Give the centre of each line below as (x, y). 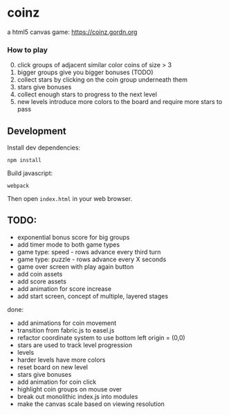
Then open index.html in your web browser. (70, 199)
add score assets (42, 281)
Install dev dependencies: (44, 148)
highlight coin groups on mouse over (70, 389)
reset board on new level (53, 367)
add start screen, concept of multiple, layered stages (92, 296)
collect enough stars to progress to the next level (87, 94)
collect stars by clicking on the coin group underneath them (102, 80)
